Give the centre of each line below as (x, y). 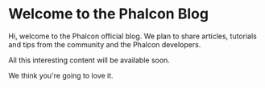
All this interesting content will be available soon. (89, 60)
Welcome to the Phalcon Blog (109, 14)
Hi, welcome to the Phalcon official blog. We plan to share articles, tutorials (133, 36)
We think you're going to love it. (61, 75)
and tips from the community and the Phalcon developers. (105, 44)
